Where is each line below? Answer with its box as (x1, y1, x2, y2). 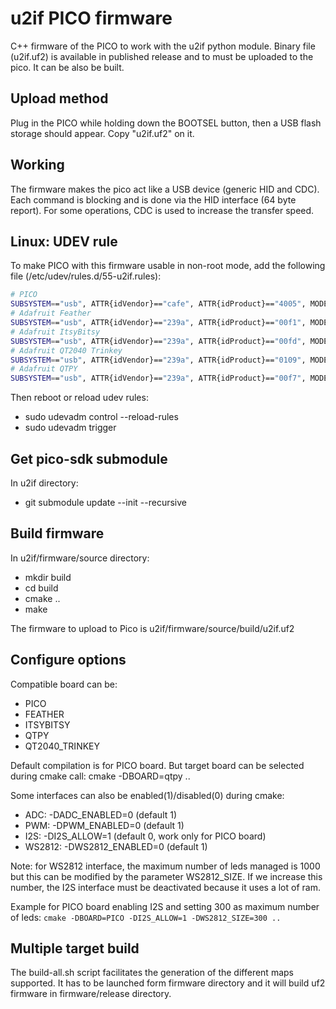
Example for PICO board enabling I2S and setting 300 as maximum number (10, 900, 320, 912)
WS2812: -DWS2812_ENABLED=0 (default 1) (24, 840, 208, 852)
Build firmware (10, 525, 105, 542)
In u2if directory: (10, 477, 79, 489)
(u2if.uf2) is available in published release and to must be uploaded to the (10, 50, 314, 62)
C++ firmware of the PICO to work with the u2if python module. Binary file (10, 40, 316, 52)
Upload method (10, 90, 109, 107)
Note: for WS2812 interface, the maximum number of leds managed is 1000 (10, 860, 321, 872)
